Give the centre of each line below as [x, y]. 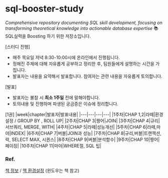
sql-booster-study [44, 9]
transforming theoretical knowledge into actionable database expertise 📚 [82, 28]
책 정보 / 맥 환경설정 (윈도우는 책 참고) [42, 170]
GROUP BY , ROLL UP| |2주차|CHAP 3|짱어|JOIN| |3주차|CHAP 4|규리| [89, 120]
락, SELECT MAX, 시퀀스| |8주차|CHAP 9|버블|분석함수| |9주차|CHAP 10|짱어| [82, 139]
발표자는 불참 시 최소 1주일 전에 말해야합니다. [56, 97]
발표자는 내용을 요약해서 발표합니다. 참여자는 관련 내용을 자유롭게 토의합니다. [88, 76]
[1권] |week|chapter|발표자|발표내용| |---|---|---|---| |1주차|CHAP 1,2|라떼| [80, 114]
